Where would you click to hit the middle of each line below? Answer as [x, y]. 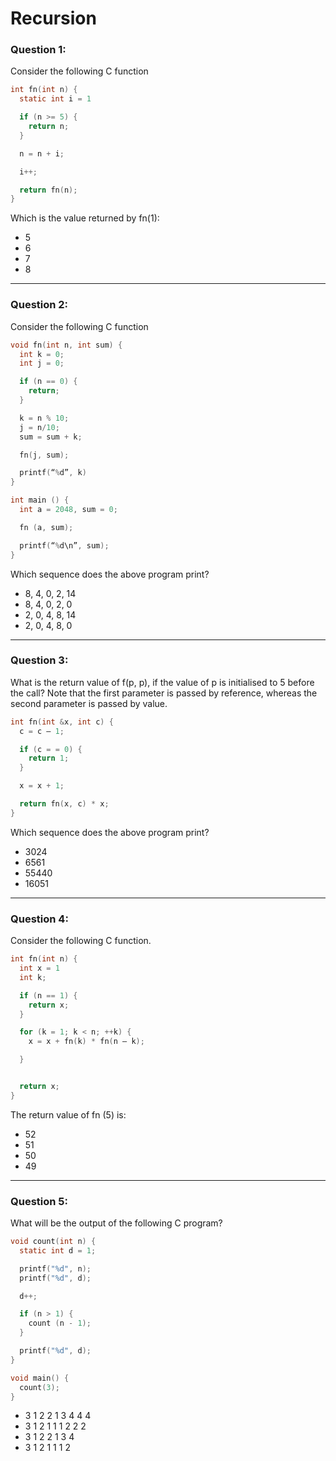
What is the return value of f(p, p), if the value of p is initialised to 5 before [162, 682]
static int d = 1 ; [58, 1250]
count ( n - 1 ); [60, 1323]
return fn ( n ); [48, 190]
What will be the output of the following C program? [116, 1223]
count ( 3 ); [39, 1387]
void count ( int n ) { [53, 1242]
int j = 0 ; [42, 363]
